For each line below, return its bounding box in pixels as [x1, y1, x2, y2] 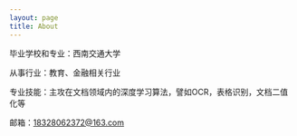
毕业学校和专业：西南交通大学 [9, 47, 120, 59]
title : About [9, 22, 59, 31]
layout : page [9, 13, 59, 23]
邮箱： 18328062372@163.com [9, 117, 125, 128]
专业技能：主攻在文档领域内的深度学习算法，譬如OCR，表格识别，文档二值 [9, 86, 288, 97]
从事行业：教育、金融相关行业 [9, 67, 120, 78]
